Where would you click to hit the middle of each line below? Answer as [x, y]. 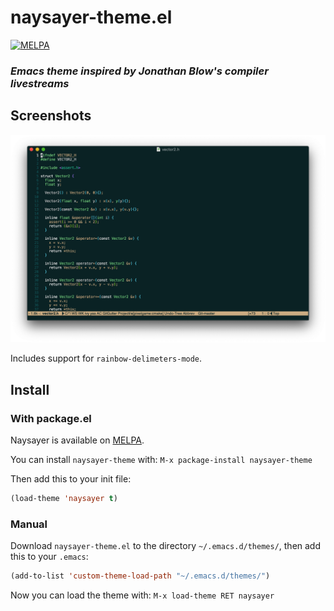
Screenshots [51, 116]
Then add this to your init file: [71, 479]
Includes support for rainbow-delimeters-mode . [106, 358]
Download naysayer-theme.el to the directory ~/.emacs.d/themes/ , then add [166, 546]
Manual [29, 524]
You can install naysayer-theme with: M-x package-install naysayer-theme [161, 460]
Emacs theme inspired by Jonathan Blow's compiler [139, 71]
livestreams [40, 83]
